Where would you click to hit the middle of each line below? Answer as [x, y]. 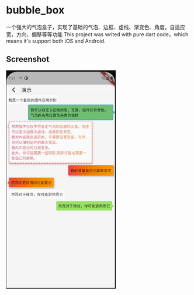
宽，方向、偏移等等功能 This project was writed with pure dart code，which [97, 34]
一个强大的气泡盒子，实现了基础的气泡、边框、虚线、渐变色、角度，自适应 [96, 27]
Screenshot [28, 59]
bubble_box [35, 10]
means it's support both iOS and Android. [56, 41]
